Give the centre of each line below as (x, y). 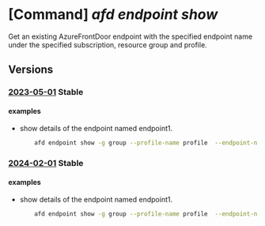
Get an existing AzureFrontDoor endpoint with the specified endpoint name (131, 36)
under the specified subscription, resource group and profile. (108, 44)
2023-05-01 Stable (46, 92)
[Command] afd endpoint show (113, 15)
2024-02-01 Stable (46, 164)
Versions (31, 70)
